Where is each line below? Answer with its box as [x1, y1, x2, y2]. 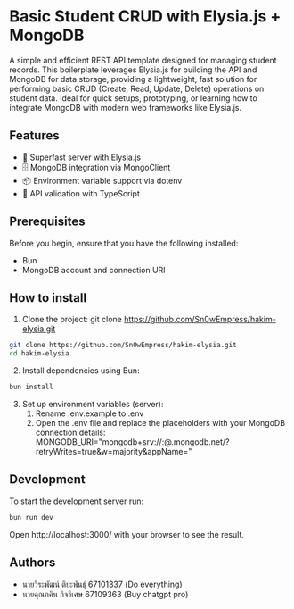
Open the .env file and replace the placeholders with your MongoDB [35, 418, 286, 428]
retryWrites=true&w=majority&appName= [35, 446, 189, 456]
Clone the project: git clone [21, 314, 122, 325]
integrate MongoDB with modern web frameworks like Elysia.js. [9, 102, 242, 113]
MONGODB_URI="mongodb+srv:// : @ [35, 437, 172, 447]
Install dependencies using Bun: [21, 365, 140, 376]
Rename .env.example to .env [35, 408, 144, 419]
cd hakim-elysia [9, 349, 69, 358]
